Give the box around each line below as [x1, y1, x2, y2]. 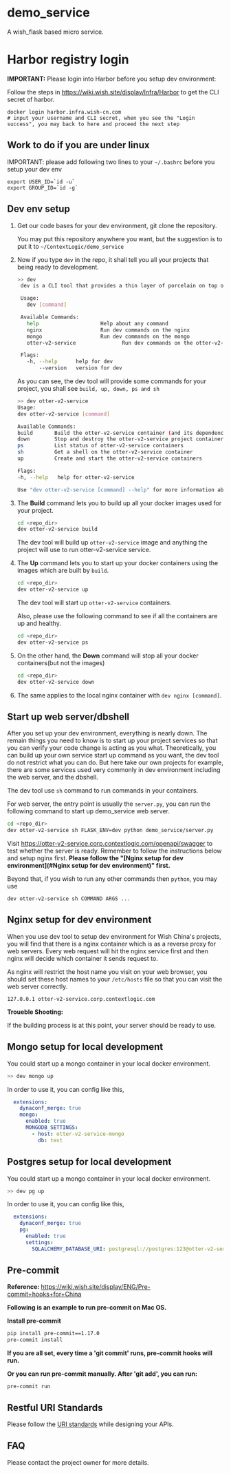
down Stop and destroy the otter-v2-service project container [16, 436, 224, 443]
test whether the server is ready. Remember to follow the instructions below [7, 846, 222, 855]
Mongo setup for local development [7, 1041, 164, 1053]
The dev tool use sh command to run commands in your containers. [7, 786, 199, 795]
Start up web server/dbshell [7, 711, 130, 722]
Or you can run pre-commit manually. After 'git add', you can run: [7, 1370, 198, 1378]
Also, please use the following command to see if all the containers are [16, 612, 218, 620]
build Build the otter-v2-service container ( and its [16, 429, 193, 436]
